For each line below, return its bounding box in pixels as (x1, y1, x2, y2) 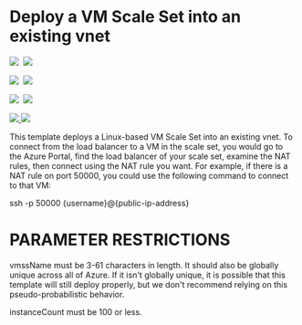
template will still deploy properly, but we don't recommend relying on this (9, 278, 288, 289)
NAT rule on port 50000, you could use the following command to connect (9, 170, 289, 181)
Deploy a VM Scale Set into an (9, 6, 242, 27)
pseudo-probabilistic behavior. (9, 288, 125, 299)
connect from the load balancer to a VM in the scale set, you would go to (9, 141, 284, 152)
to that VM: (9, 180, 52, 191)
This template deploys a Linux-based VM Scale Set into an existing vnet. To (9, 131, 294, 142)
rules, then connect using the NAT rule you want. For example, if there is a (9, 160, 288, 171)
